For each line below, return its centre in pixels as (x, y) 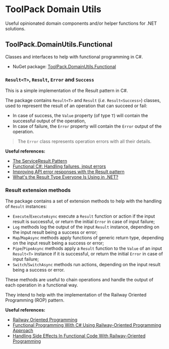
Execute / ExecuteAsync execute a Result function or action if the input (84, 216)
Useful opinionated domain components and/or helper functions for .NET (81, 23)
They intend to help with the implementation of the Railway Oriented (76, 295)
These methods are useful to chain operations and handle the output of (79, 280)
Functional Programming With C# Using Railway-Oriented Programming (87, 325)
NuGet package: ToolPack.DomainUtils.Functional (64, 66)
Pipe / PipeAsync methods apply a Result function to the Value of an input (87, 248)
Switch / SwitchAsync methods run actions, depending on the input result (86, 265)
